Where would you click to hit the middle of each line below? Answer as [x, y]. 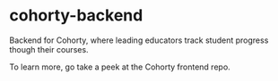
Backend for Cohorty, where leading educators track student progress [139, 40]
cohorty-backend [76, 16]
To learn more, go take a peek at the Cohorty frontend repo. [120, 67]
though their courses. [49, 49]
